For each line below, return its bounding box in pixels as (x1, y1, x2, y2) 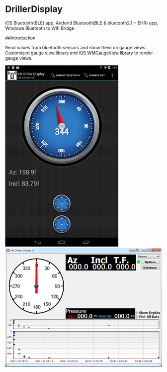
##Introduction (5, 35, 36, 41)
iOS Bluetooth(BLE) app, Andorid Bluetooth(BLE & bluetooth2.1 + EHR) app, (5, 20, 159, 26)
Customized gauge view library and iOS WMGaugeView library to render (5, 50, 153, 56)
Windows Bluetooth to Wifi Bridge (5, 25, 75, 31)
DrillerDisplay (5, 3, 63, 15)
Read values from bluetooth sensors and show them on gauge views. (5, 44, 147, 50)
